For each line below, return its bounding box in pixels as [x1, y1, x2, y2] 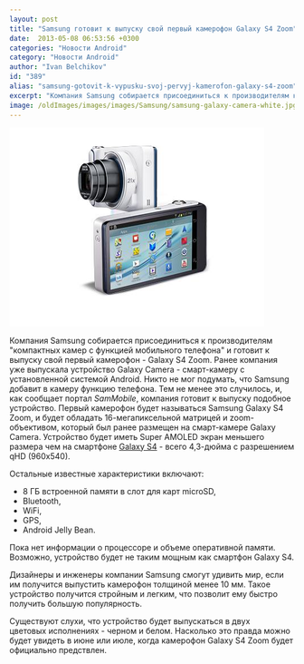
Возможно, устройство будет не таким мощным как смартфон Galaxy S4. [9, 552, 295, 562]
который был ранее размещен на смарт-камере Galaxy [61, 422, 276, 433]
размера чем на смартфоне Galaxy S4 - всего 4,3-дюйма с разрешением [9, 441, 295, 452]
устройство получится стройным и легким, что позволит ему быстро [9, 588, 279, 599]
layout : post [9, 15, 59, 24]
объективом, [9, 422, 60, 433]
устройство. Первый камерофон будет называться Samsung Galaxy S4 [9, 402, 284, 413]
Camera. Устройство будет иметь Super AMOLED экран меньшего [9, 431, 265, 442]
